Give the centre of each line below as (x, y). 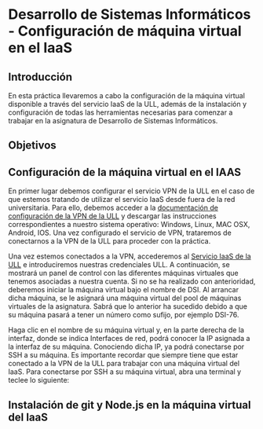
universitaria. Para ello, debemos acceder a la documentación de (113, 208)
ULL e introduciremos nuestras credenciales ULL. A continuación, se (119, 265)
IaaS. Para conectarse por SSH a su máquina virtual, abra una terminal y (125, 372)
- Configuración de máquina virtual (125, 31)
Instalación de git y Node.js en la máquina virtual (130, 405)
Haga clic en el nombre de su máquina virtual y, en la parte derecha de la (126, 330)
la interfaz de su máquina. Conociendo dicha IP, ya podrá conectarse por (126, 346)
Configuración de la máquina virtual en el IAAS (125, 172)
